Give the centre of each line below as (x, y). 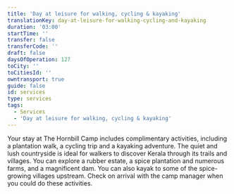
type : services (30, 99)
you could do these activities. (50, 183)
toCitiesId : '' (30, 72)
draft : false (26, 53)
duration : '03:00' (34, 27)
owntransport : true (36, 79)
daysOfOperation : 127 (39, 60)
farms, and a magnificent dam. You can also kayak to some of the (103, 168)
